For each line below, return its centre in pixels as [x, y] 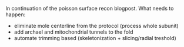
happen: [16, 15]
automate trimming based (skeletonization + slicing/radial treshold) [95, 38]
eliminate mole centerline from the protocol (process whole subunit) [96, 26]
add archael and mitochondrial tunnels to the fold [73, 32]
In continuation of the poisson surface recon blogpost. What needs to [90, 8]
